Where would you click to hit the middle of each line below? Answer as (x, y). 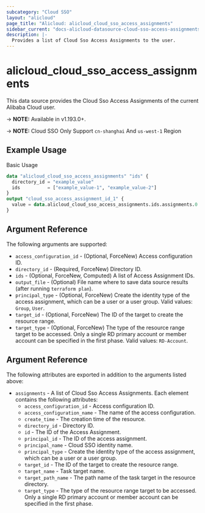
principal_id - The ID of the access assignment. (86, 438)
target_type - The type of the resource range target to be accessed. (110, 490)
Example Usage (37, 150)
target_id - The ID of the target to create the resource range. (101, 464)
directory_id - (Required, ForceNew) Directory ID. (78, 269)
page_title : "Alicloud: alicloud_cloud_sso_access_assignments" (90, 23)
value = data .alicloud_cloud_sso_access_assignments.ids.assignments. (103, 205)
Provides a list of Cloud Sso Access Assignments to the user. (94, 40)
